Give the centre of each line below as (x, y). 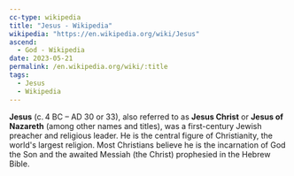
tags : (19, 75)
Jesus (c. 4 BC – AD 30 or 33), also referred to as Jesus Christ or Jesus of (146, 117)
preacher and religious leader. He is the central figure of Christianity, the (141, 135)
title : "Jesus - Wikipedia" (61, 26)
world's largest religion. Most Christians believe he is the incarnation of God (147, 145)
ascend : (23, 42)
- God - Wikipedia (51, 50)
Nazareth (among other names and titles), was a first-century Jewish (136, 126)
